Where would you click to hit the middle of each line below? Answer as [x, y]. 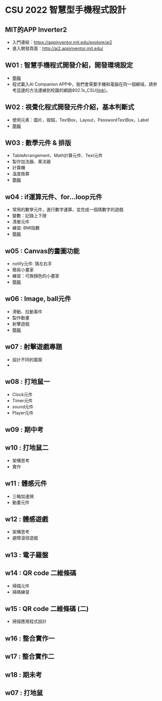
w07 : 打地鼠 [24, 693]
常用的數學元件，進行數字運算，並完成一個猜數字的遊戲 [68, 210]
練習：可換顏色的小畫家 [36, 276]
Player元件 [23, 413]
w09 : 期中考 [24, 429]
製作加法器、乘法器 [31, 161]
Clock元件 [22, 394]
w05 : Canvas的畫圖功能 [42, 251]
